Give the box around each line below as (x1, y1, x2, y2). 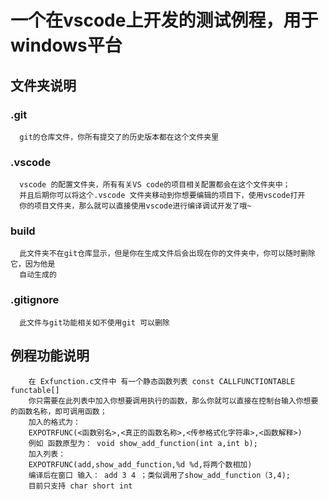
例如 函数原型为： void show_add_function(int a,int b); (28, 438, 258, 448)
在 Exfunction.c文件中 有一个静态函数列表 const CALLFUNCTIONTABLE (28, 376, 296, 386)
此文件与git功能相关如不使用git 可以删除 (19, 317, 170, 328)
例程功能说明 (10, 347, 90, 365)
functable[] (10, 385, 60, 395)
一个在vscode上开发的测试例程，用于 (10, 9, 319, 32)
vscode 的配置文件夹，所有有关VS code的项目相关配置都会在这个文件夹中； (19, 180, 291, 190)
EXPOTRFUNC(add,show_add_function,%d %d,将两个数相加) (28, 459, 253, 470)
